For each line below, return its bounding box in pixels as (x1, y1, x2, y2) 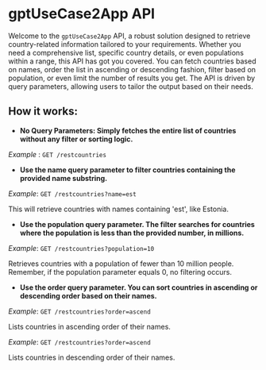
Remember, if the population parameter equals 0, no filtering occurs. (8, 267, 233, 276)
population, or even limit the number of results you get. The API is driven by (8, 73, 256, 83)
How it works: (8, 105, 78, 118)
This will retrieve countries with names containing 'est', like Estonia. (8, 204, 229, 214)
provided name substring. (19, 173, 108, 183)
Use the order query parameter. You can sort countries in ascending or (19, 283, 258, 292)
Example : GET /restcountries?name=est (8, 188, 137, 198)
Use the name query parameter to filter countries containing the (19, 164, 236, 175)
